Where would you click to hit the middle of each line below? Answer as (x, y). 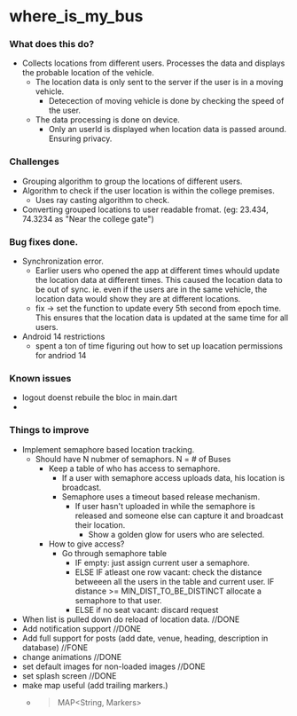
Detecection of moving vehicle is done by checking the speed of (166, 101)
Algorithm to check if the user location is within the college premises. (148, 190)
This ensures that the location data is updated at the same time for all (162, 318)
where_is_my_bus (76, 16)
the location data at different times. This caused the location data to (159, 280)
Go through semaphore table (114, 553)
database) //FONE (55, 647)
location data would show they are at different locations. (138, 299)
